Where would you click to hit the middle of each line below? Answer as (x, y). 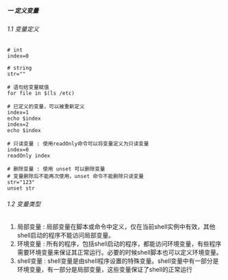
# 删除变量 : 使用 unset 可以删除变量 (56, 169)
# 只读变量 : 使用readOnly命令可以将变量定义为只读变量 (78, 144)
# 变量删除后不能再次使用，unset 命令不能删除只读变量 (75, 176)
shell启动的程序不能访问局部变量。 (66, 235)
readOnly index (29, 155)
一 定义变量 (23, 10)
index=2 (18, 124)
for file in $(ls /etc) (41, 93)
